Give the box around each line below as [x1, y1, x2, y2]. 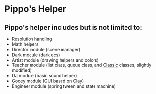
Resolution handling [11, 36, 52, 42]
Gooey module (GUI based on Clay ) [11, 78, 84, 84]
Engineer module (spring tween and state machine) [11, 83, 116, 89]
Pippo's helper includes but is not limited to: [4, 23, 142, 31]
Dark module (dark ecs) [11, 52, 60, 58]
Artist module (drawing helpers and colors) [11, 57, 99, 63]
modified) [11, 67, 31, 73]
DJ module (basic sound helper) [11, 73, 77, 78]
